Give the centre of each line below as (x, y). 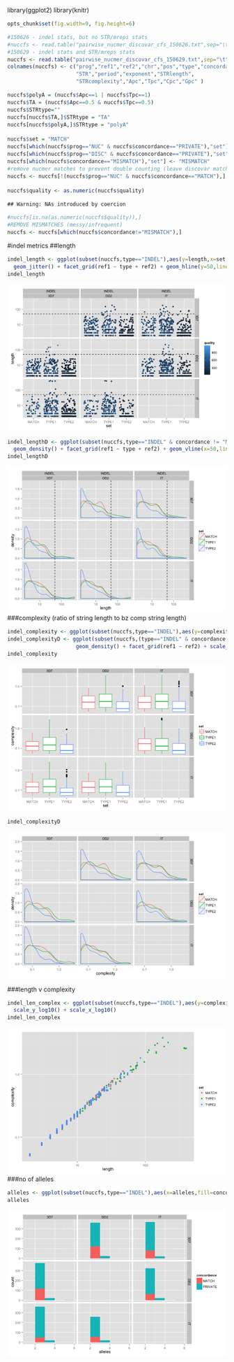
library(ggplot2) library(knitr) (48, 10)
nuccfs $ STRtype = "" (34, 110)
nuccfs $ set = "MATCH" (39, 139)
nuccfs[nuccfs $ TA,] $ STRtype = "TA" (59, 117)
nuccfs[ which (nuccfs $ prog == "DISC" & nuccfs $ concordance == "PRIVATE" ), (110, 154)
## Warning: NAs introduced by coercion (67, 205)
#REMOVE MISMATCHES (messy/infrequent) (65, 225)
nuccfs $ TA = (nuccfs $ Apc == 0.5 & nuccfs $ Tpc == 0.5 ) (81, 102)
